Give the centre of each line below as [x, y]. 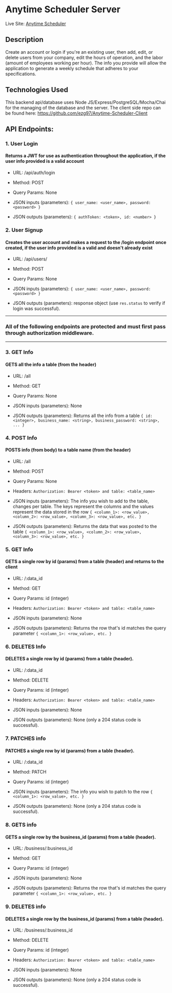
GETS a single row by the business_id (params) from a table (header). [81, 837]
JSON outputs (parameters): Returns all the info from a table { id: [82, 415]
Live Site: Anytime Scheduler [36, 24]
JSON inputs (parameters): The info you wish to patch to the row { [83, 792]
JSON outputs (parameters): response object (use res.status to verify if [89, 303]
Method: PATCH [30, 772]
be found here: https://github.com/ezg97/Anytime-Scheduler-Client [77, 113]
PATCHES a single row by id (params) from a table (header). [70, 751]
